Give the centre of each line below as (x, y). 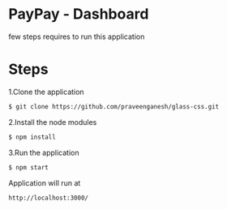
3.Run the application (44, 152)
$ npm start (28, 167)
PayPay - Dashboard (79, 14)
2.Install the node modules (53, 122)
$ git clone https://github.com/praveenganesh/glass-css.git (114, 106)
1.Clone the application (46, 92)
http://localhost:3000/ (49, 198)
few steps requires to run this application (77, 36)
